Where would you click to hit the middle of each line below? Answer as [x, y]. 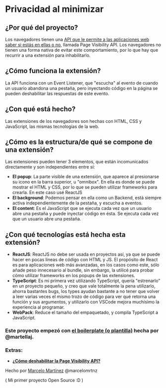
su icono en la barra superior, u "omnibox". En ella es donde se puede [83, 182]
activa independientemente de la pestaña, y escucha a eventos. [77, 203]
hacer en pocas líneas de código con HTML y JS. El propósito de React [85, 260]
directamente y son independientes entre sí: [50, 167]
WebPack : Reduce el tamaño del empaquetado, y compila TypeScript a [85, 312]
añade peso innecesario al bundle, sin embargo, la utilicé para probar [83, 270]
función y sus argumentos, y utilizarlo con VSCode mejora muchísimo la [86, 302]
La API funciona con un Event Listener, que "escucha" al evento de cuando [82, 83]
